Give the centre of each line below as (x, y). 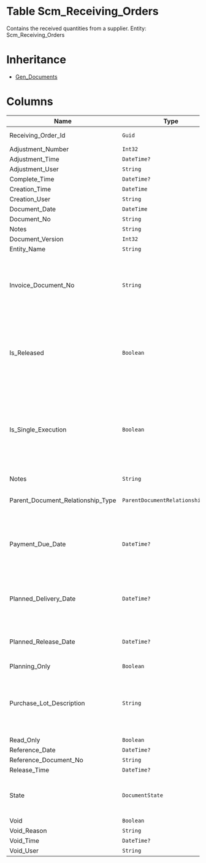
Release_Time (29, 770)
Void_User (24, 851)
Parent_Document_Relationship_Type (63, 500)
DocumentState (143, 795)
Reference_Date (32, 750)
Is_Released (27, 353)
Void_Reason (28, 830)
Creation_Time (30, 189)
